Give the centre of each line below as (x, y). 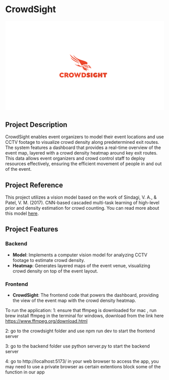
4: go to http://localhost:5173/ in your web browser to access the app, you (82, 361)
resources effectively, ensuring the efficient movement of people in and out (83, 164)
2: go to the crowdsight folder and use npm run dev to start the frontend (80, 331)
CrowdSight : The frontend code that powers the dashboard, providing (86, 295)
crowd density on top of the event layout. (55, 271)
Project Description (36, 124)
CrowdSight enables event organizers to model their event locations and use (84, 137)
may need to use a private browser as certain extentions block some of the (83, 367)
